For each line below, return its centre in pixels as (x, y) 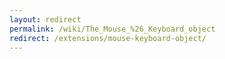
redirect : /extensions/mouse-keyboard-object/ (108, 38)
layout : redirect (45, 19)
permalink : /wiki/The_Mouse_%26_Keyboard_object (112, 29)
